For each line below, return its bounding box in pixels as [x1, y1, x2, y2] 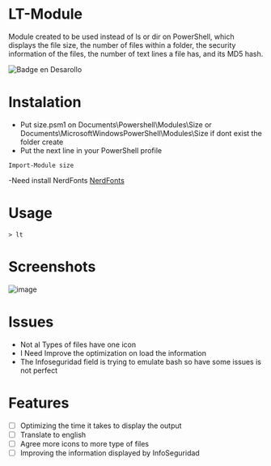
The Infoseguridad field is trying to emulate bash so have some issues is [19, 357, 261, 366]
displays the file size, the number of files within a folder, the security [8, 40, 236, 49]
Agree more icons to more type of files [19, 438, 150, 448]
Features [8, 394, 70, 412]
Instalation [8, 93, 82, 112]
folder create [19, 137, 64, 147]
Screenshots [8, 258, 96, 276]
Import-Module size [8, 161, 74, 169]
